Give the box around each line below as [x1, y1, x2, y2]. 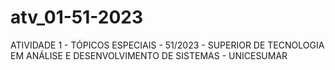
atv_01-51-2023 [10, 6, 144, 29]
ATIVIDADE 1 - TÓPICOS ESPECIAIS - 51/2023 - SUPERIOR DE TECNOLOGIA [10, 39, 325, 51]
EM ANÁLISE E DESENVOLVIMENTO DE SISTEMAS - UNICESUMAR [10, 49, 288, 61]
